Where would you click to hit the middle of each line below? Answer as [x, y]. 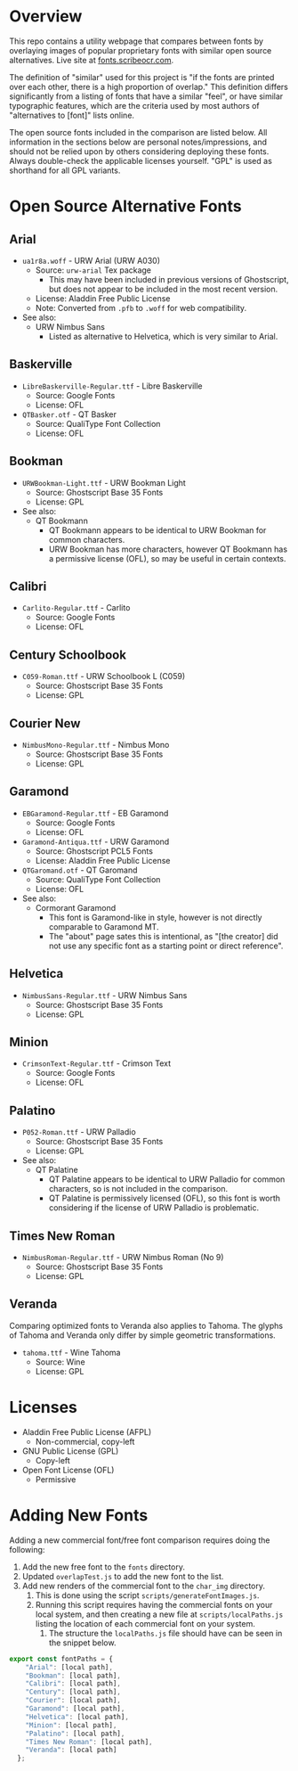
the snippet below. [82, 1643]
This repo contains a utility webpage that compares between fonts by [137, 41]
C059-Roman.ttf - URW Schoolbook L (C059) [104, 676]
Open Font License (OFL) [68, 1470]
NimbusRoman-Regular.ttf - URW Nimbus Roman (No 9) [123, 1258]
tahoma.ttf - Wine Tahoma [71, 1352]
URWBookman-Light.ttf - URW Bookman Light [104, 482]
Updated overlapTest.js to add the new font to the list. [123, 1576]
